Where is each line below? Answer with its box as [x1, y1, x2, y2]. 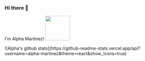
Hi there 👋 [4, 4, 29, 11]
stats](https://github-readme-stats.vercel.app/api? [38, 45, 141, 51]
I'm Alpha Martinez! [4, 36, 44, 42]
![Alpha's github [4, 45, 37, 51]
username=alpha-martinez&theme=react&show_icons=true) [4, 51, 127, 57]
